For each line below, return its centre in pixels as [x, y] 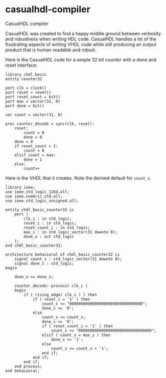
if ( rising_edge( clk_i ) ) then [60, 295]
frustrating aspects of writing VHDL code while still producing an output [81, 44]
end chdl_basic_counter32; [34, 246]
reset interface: [21, 65]
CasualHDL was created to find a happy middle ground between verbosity [83, 33]
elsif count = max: [35, 155]
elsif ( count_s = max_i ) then [76, 335]
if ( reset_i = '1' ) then [61, 299]
